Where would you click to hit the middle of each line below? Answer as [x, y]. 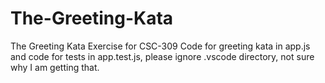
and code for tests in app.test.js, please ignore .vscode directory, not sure [162, 56]
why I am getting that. [55, 67]
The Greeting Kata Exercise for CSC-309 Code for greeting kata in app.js [160, 46]
